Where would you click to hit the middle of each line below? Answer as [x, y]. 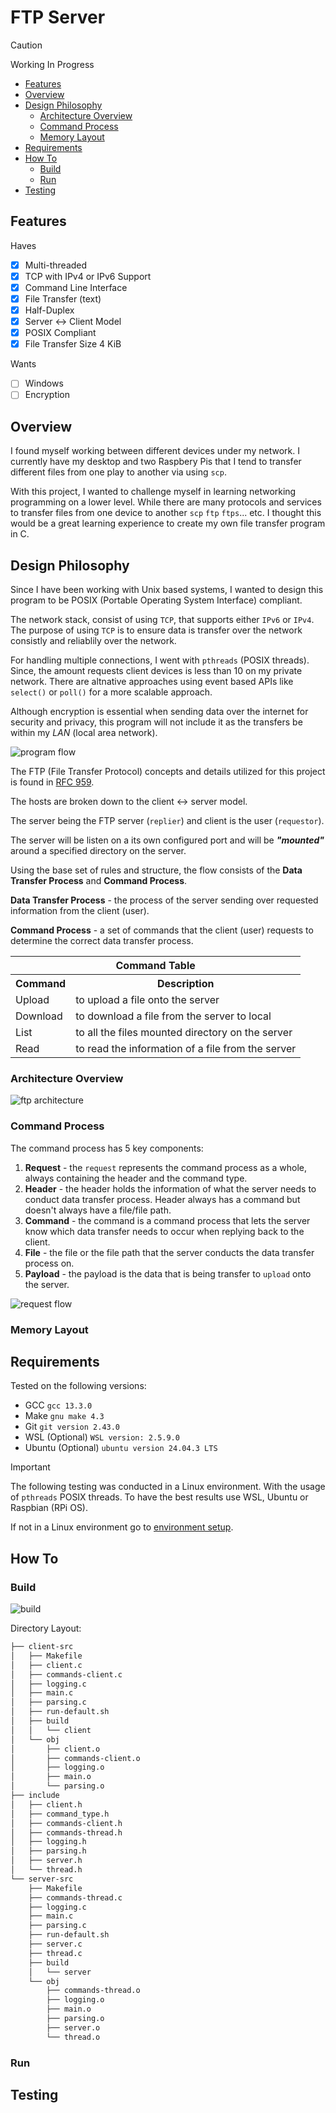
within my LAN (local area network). [84, 732]
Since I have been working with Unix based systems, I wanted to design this [167, 589]
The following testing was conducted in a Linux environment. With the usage [168, 1487]
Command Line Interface [76, 287]
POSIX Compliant [60, 333]
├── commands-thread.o [93, 1991]
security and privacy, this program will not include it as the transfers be [156, 722]
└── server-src [42, 1879]
